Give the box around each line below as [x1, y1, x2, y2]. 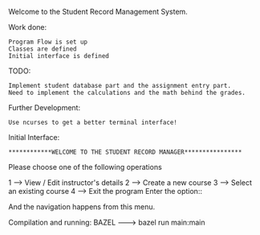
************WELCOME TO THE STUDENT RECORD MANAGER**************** [8, 148, 242, 156]
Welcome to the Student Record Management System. [8, 7, 189, 16]
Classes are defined [8, 45, 78, 53]
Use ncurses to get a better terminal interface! [8, 118, 178, 126]
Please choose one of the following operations [8, 163, 162, 171]
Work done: [8, 23, 47, 31]
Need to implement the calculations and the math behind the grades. [8, 89, 246, 97]
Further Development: [8, 103, 81, 112]
